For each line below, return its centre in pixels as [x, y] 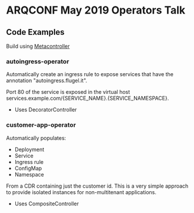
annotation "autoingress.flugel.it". [47, 81]
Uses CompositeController [47, 204]
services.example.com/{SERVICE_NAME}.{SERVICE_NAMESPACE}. [88, 99]
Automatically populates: [36, 138]
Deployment [29, 149]
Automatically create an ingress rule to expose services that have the [90, 74]
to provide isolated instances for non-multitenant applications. [81, 192]
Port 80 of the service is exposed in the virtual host [68, 92]
